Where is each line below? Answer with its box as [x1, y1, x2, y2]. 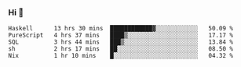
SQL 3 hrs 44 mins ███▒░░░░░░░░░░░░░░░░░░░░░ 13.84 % [8, 38, 234, 46]
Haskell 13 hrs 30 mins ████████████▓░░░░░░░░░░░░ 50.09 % [8, 25, 234, 33]
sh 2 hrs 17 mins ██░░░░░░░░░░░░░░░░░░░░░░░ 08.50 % [8, 45, 234, 53]
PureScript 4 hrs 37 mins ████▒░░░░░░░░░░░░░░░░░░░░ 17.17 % [8, 31, 234, 40]
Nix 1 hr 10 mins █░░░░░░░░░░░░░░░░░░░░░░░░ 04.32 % [8, 52, 234, 60]
